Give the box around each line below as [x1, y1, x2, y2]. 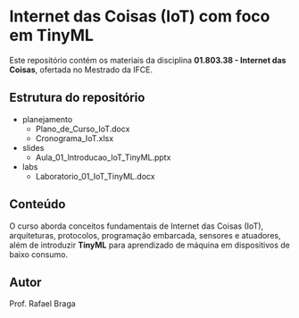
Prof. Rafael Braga [9, 298, 76, 309]
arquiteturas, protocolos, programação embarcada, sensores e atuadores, [9, 230, 281, 240]
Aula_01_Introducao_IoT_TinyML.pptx [35, 152, 171, 163]
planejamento [21, 113, 73, 124]
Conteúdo [9, 197, 66, 212]
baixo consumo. [9, 248, 69, 260]
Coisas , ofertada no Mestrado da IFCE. [9, 64, 154, 75]
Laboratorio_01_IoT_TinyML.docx [35, 171, 155, 181]
